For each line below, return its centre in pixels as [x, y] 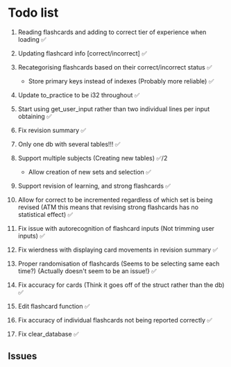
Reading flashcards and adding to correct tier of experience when [112, 32]
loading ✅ [32, 39]
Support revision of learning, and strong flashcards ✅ [94, 186]
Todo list [33, 13]
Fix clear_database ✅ [48, 334]
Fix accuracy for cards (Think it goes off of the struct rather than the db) [121, 285]
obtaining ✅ [35, 116]
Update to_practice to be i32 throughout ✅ [79, 95]
